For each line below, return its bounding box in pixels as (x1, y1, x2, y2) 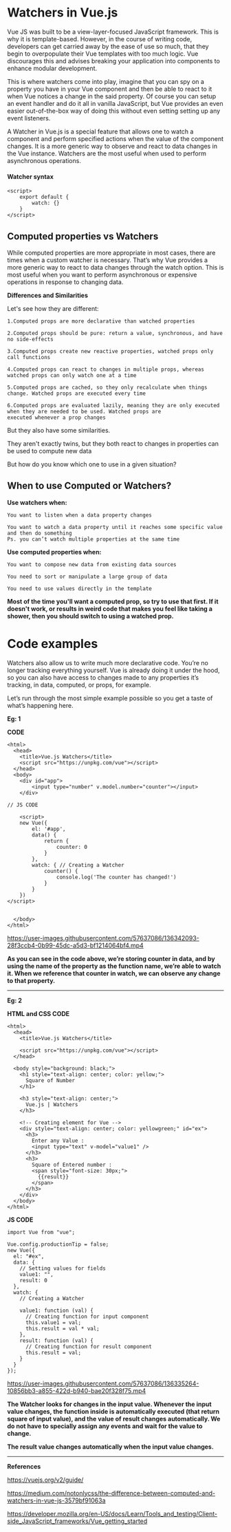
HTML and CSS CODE (7, 1009, 70, 1017)
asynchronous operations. (7, 156, 81, 164)
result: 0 (19, 1277, 48, 1284)
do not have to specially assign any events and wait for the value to (7, 1422, 203, 1430)
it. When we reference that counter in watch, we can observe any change (7, 969, 221, 978)
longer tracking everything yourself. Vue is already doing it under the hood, (7, 666, 220, 674)
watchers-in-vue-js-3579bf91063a (7, 1496, 106, 1504)
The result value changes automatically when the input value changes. (7, 1443, 214, 1451)
